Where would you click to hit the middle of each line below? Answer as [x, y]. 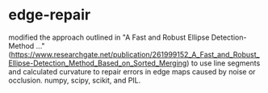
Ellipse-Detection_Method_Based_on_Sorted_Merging [98, 63]
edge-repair [50, 15]
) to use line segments [224, 63]
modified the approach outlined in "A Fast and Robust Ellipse [109, 37]
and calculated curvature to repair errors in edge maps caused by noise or [132, 71]
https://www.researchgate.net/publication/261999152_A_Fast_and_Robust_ [135, 54]
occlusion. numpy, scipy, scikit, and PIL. [75, 80]
